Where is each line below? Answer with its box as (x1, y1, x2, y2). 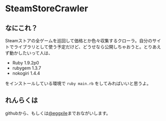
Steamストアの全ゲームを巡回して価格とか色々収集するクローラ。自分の (5, 38, 153, 43)
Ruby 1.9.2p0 (12, 60, 40, 65)
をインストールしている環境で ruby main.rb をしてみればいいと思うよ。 (5, 81, 151, 86)
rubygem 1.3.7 (12, 65, 41, 71)
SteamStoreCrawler (5, 3, 88, 14)
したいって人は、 (18, 50, 53, 56)
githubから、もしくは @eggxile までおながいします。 (5, 110, 111, 116)
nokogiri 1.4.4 (12, 70, 41, 76)
